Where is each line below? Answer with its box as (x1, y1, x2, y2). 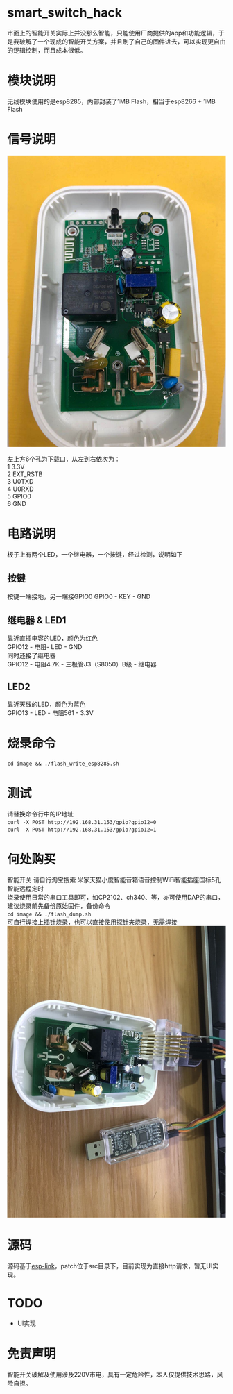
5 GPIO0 (7, 492, 31, 501)
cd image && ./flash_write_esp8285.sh (7, 760, 119, 768)
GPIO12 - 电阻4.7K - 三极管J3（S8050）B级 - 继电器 (7, 660, 157, 669)
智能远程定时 (7, 884, 44, 893)
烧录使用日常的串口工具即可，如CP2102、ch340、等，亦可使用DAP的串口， (7, 893, 224, 901)
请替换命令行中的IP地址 (7, 810, 74, 818)
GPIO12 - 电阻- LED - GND (7, 643, 83, 651)
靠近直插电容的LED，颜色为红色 (7, 634, 98, 643)
